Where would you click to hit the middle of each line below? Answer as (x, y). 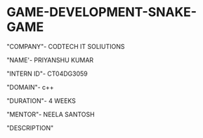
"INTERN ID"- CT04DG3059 (47, 74)
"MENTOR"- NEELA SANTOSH (51, 114)
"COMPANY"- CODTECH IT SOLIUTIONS (66, 46)
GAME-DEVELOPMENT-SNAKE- (102, 12)
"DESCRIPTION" (30, 127)
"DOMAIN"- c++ (30, 87)
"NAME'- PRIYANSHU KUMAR (50, 60)
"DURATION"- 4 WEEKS (41, 101)
